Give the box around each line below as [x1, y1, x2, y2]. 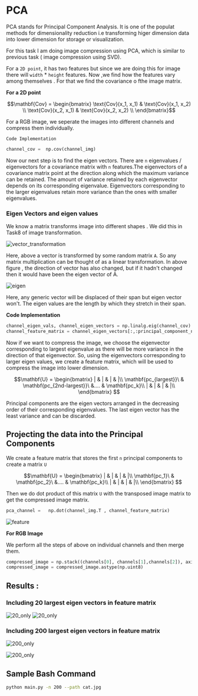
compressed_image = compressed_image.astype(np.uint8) [6, 564, 144, 571]
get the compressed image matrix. [6, 496, 90, 503]
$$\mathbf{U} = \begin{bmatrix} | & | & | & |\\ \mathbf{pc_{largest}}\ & [14, 375, 184, 383]
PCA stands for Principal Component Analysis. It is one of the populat [6, 23, 175, 30]
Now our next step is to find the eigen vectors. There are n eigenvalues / [6, 157, 181, 164]
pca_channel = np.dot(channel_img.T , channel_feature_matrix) [6, 507, 170, 513]
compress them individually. [6, 124, 75, 131]
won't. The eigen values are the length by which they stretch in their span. [6, 300, 186, 307]
